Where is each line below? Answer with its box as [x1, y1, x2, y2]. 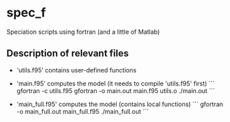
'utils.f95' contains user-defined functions [16, 65, 137, 74]
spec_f [6, 5, 46, 21]
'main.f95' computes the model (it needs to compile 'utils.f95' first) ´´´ [16, 79, 215, 88]
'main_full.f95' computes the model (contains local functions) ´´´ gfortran [16, 100, 224, 108]
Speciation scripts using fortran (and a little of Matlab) [6, 28, 160, 36]
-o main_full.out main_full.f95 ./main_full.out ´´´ [16, 107, 149, 115]
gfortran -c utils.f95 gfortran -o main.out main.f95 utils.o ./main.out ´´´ [16, 86, 215, 94]
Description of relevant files [6, 48, 129, 59]
